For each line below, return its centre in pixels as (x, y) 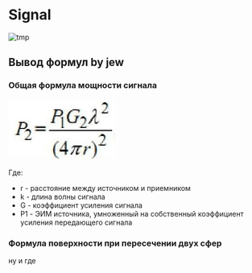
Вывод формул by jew (66, 62)
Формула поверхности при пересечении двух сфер (115, 243)
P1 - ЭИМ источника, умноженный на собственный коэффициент (132, 213)
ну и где (22, 260)
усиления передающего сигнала (76, 222)
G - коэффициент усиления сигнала (81, 205)
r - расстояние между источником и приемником (105, 188)
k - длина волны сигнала (63, 196)
